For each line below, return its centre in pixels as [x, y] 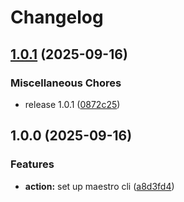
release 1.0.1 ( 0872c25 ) [72, 104]
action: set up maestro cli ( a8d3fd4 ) [99, 186]
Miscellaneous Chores [66, 83]
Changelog [57, 17]
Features [32, 164]
